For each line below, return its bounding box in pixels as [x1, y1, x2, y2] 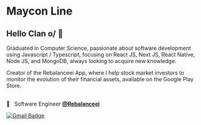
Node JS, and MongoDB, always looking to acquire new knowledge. [6, 58, 177, 64]
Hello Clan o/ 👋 [6, 29, 63, 39]
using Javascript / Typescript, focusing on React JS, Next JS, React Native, [6, 51, 195, 58]
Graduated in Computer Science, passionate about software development [6, 44, 191, 52]
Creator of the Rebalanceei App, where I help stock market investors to [6, 69, 185, 76]
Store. [6, 82, 22, 89]
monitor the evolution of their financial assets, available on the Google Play [6, 76, 194, 83]
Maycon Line [6, 4, 73, 18]
